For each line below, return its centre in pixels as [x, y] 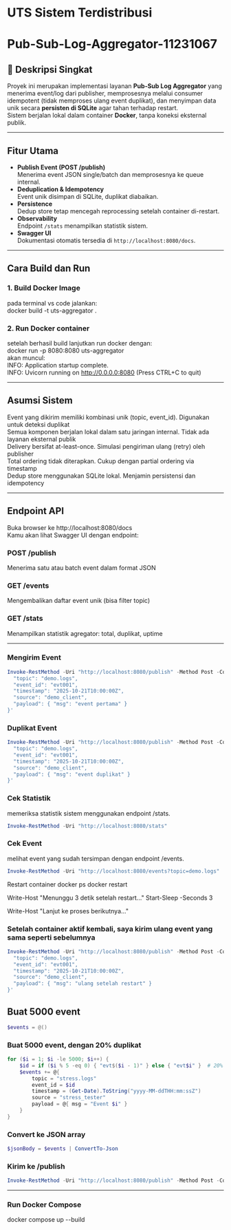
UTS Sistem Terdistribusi [80, 13]
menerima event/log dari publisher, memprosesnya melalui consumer [105, 94]
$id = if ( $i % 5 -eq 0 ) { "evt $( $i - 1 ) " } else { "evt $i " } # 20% [121, 1065]
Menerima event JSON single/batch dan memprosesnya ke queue [110, 174]
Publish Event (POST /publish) [61, 167]
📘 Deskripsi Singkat [50, 69]
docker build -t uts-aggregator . [52, 310]
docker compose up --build [46, 1220]
